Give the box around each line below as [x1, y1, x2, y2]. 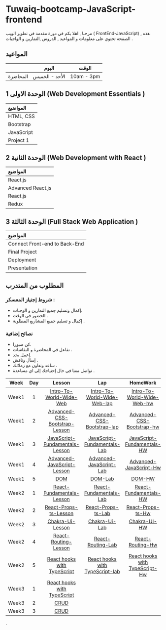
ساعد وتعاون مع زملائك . [12, 362, 58, 369]
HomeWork [129, 379, 157, 386]
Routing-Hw [128, 542, 158, 548]
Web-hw [133, 400, 154, 407]
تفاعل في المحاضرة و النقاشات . [12, 347, 73, 353]
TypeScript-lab [84, 568, 120, 575]
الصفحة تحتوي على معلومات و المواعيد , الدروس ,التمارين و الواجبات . [5, 36, 133, 42]
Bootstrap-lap [86, 423, 119, 430]
